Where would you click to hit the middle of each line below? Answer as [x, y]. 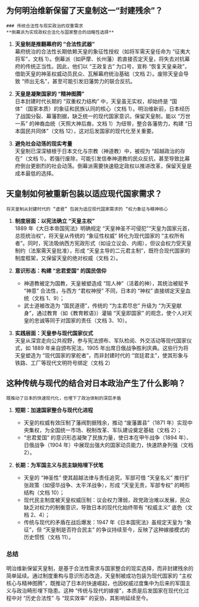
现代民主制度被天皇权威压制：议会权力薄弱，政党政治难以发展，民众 [107, 500]
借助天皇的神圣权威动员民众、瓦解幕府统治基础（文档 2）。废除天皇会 [99, 74]
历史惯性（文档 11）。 [49, 537]
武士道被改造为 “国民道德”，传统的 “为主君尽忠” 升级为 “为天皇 [100, 306]
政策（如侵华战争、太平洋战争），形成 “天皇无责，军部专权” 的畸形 [109, 485]
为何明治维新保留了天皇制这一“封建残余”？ [85, 11]
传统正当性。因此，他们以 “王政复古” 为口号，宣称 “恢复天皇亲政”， [108, 66]
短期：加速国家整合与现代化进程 [54, 410]
